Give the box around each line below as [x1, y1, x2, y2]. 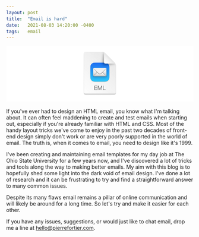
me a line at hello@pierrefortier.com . [6, 225, 96, 232]
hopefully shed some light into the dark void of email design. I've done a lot [6, 170, 191, 177]
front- [173, 127, 187, 134]
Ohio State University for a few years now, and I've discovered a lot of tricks [6, 157, 192, 165]
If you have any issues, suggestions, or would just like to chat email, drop [6, 218, 185, 225]
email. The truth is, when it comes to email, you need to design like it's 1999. [6, 140, 193, 147]
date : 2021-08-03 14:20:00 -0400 [6, 22, 94, 28]
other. [6, 207, 21, 214]
